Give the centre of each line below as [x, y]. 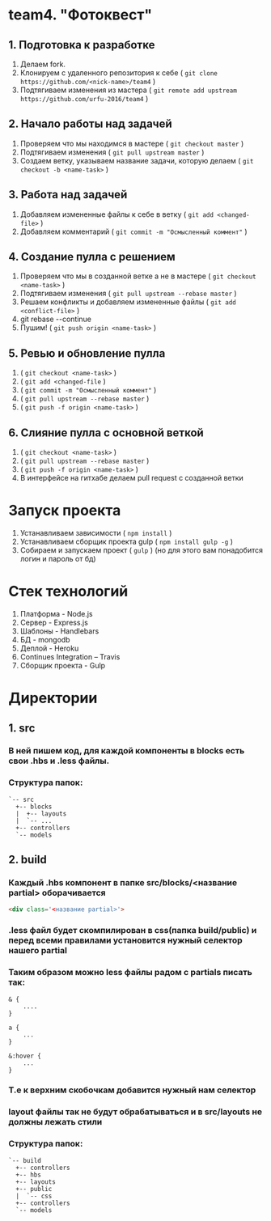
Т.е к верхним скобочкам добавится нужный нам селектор [132, 1090]
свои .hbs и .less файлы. [59, 761]
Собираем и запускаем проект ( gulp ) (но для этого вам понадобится [142, 550]
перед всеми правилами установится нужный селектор [125, 940]
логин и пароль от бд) [58, 559]
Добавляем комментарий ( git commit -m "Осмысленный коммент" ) [134, 231]
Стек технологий [68, 591]
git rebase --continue [55, 319]
